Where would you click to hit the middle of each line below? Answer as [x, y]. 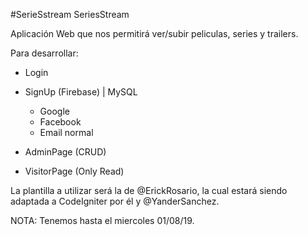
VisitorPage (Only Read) [74, 171]
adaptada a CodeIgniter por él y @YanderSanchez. [115, 201]
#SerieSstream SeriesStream [70, 14]
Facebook [60, 122]
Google [54, 111]
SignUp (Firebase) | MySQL [81, 92]
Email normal [66, 132]
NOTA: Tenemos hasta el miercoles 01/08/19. [102, 220]
